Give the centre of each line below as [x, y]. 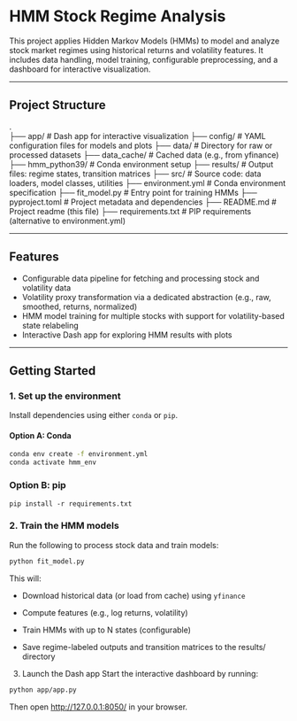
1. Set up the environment [65, 396]
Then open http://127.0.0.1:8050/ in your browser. [99, 707]
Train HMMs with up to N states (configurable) [107, 630]
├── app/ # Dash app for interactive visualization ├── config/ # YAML [138, 136]
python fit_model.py [47, 561]
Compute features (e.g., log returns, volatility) [105, 612]
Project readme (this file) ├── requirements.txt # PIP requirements [130, 211]
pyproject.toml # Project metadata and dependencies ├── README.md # [143, 202]
